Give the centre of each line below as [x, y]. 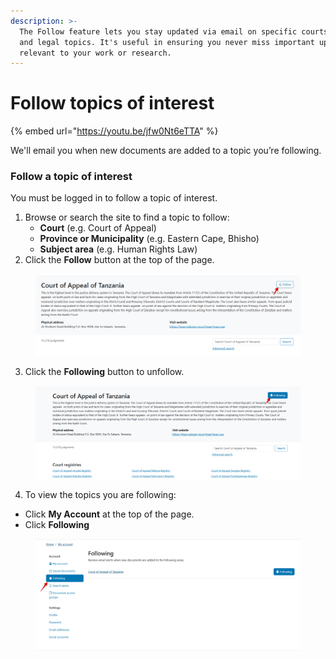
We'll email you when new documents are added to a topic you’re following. [166, 151]
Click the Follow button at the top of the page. [119, 260]
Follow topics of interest [112, 103]
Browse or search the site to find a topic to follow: [127, 217]
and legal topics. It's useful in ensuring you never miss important [167, 42]
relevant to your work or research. [95, 53]
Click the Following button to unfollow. [104, 371]
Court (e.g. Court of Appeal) [98, 228]
